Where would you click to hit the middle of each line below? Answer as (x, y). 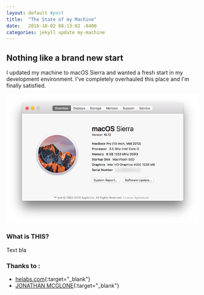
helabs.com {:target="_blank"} (53, 279)
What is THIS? (28, 237)
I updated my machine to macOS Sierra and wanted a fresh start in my (95, 73)
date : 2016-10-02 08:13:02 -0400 (52, 26)
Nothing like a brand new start (65, 58)
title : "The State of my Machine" (52, 19)
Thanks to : (24, 266)
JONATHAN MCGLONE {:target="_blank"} (67, 286)
